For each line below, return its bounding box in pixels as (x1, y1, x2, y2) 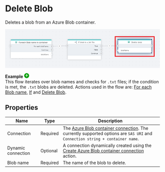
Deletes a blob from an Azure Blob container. (5, 19, 96, 25)
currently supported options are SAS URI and (63, 130, 152, 136)
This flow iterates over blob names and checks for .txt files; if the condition (5, 78, 159, 84)
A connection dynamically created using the (63, 142, 152, 148)
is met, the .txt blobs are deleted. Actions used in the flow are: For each (5, 84, 152, 90)
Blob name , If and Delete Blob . (5, 89, 67, 95)
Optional (40, 147, 58, 153)
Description (98, 118, 123, 124)
